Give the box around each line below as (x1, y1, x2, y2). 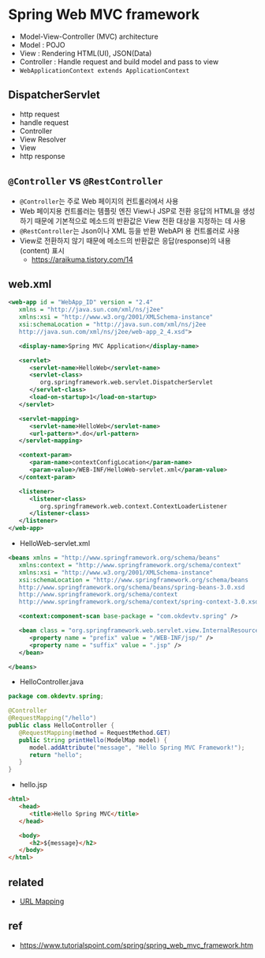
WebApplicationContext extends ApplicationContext (19, 66, 190, 74)
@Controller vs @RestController (8, 174, 163, 187)
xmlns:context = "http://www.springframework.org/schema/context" (18, 561, 242, 569)
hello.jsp (19, 780, 47, 789)
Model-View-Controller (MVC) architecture (19, 32, 159, 41)
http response (19, 151, 65, 161)
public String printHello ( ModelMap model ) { (18, 736, 168, 744)
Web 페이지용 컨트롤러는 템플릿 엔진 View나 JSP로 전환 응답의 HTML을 (19, 206, 241, 215)
